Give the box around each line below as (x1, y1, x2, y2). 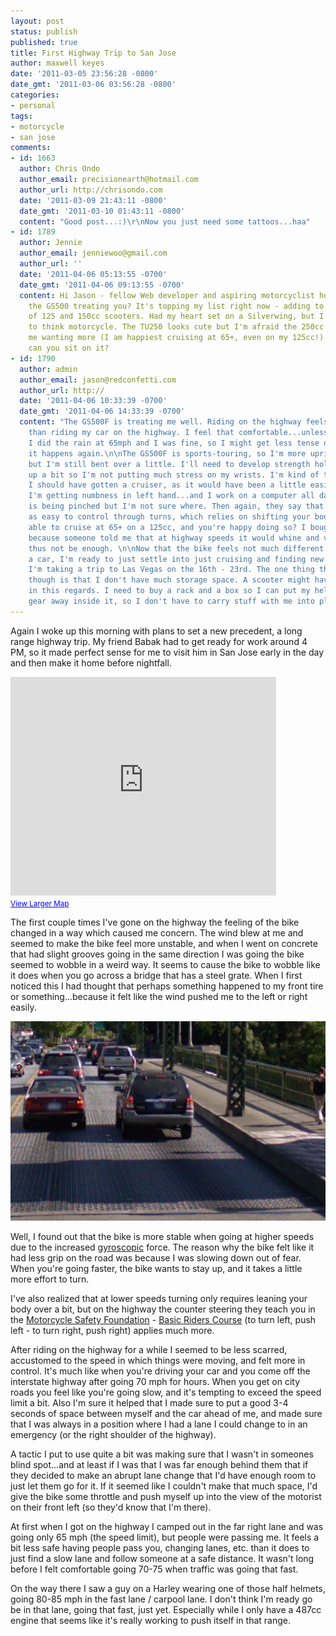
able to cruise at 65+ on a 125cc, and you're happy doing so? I (28, 522, 307, 532)
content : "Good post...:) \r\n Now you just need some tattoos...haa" (19, 216, 311, 227)
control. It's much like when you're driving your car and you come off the (10, 1365, 311, 1377)
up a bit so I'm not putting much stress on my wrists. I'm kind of (28, 470, 320, 480)
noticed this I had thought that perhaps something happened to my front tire (10, 980, 324, 992)
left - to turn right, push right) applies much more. (10, 1324, 215, 1336)
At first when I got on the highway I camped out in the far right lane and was (10, 1520, 324, 1532)
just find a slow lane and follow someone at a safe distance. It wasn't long (10, 1552, 315, 1564)
